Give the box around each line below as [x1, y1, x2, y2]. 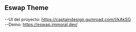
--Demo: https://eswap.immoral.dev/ [4, 21, 78, 27]
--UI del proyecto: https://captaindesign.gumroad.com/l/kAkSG [4, 16, 131, 22]
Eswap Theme [4, 4, 49, 12]
